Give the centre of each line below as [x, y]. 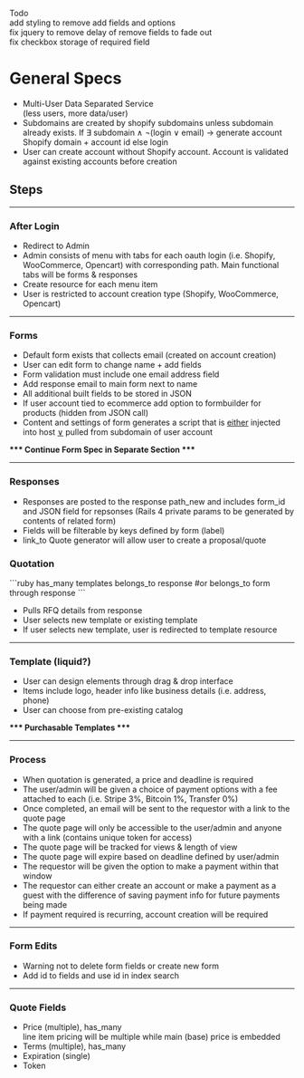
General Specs [66, 78]
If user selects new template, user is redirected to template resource [150, 630]
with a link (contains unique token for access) [107, 837]
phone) [36, 700]
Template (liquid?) [50, 661]
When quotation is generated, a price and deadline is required [138, 779]
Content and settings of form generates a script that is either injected [151, 423]
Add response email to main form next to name [110, 384]
